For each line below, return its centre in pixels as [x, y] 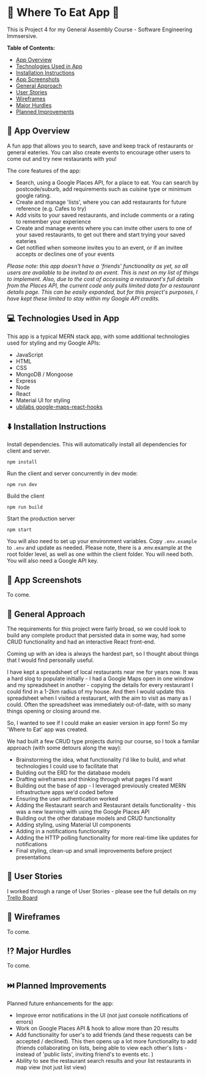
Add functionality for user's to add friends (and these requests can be [104, 1035]
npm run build [25, 508]
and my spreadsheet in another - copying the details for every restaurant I [100, 685]
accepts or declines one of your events [65, 254]
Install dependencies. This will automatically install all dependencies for [97, 445]
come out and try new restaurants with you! [62, 159]
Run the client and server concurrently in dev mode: [72, 473]
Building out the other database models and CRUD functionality [96, 818]
